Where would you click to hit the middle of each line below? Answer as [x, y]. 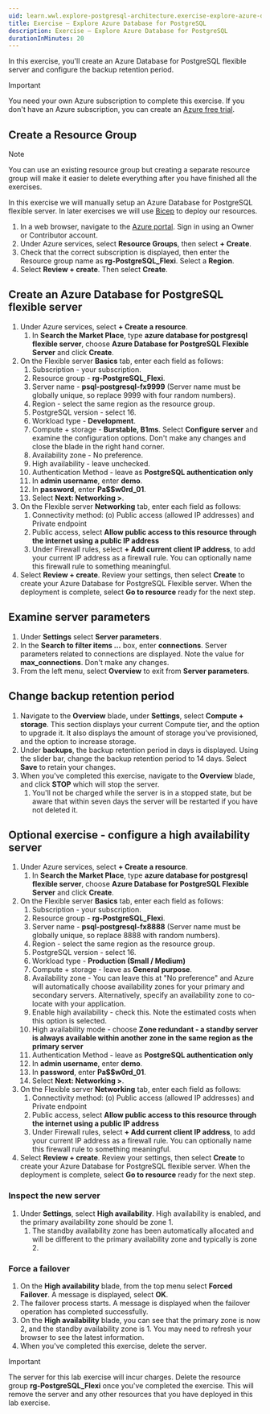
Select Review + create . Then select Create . [94, 270]
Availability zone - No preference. [87, 455]
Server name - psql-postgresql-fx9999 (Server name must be [136, 387]
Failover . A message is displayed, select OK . [94, 1294]
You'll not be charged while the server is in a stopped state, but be [142, 792]
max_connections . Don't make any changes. [94, 662]
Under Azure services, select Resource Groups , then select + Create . [135, 244]
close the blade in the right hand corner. [98, 446]
